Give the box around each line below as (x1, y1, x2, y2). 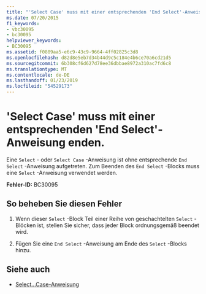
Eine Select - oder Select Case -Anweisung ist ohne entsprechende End (6, 156, 187, 163)
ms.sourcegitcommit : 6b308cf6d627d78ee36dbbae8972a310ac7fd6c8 (6, 60, 172, 66)
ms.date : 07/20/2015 (6, 15, 59, 21)
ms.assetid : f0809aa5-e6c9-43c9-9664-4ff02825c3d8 (6, 49, 139, 55)
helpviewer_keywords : (6, 37, 62, 44)
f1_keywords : (6, 20, 40, 26)
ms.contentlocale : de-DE (6, 72, 70, 78)
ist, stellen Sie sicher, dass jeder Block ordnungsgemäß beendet (37, 222, 199, 229)
